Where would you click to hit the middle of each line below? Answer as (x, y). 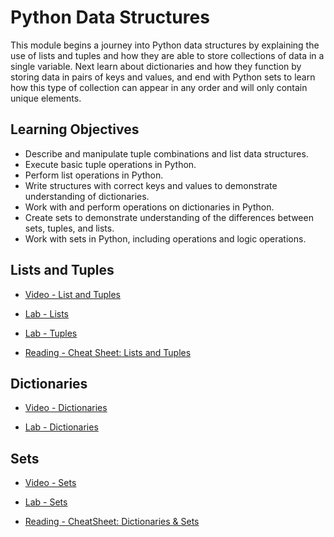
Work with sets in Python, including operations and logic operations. (165, 238)
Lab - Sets (46, 502)
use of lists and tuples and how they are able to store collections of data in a (167, 55)
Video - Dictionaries (66, 408)
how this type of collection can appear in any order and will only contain (159, 87)
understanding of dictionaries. (87, 196)
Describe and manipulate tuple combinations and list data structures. (166, 153)
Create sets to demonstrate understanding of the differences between (169, 217)
